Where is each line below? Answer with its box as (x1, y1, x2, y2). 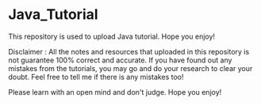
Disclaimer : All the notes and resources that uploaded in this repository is (8, 47, 250, 56)
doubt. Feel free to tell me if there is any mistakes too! (8, 72, 184, 81)
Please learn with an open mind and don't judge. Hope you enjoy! (8, 87, 222, 96)
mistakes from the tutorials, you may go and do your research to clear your (8, 63, 253, 73)
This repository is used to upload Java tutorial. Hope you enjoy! (8, 32, 216, 41)
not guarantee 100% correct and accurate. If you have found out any (8, 55, 232, 65)
